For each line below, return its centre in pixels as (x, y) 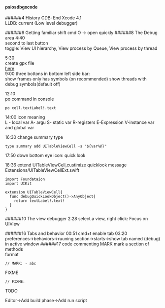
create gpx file (20, 63)
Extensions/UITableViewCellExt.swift (42, 170)
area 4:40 (15, 38)
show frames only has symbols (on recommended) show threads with (76, 79)
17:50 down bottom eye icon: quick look (45, 155)
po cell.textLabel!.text (31, 108)
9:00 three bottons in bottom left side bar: (48, 74)
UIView (12, 224)
